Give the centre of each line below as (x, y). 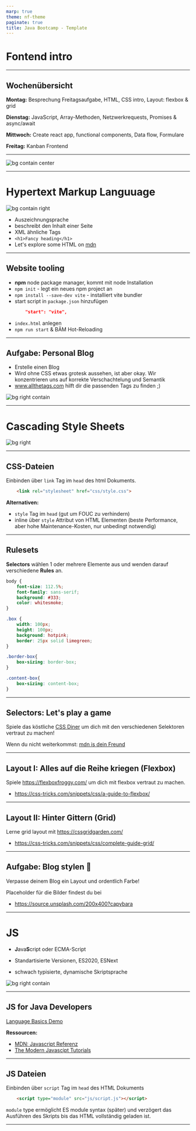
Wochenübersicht (39, 85)
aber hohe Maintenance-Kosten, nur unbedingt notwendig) (85, 526)
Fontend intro (39, 57)
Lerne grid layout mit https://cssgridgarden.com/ (65, 832)
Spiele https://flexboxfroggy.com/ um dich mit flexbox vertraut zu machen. (96, 783)
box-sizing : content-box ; (48, 683)
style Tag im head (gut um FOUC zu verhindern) (72, 514)
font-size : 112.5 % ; (40, 587)
